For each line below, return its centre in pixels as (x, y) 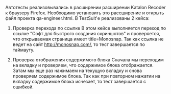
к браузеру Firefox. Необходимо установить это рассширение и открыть (85, 13)
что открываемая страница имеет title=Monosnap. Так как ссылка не (88, 39)
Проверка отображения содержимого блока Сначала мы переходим (88, 60)
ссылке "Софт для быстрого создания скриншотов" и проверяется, (87, 33)
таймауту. (23, 50)
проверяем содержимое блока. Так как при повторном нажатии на (87, 76)
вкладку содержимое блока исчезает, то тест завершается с (79, 81)
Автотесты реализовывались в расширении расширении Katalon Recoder (86, 7)
